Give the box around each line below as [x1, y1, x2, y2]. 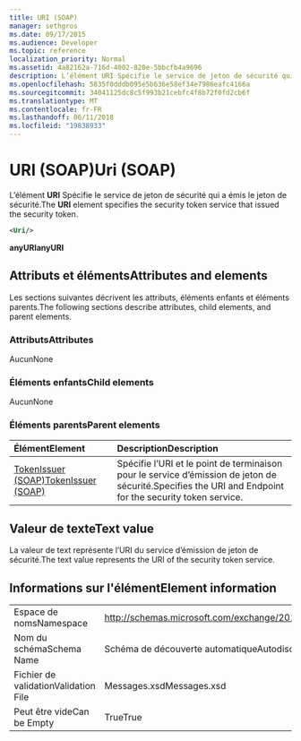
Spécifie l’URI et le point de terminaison [116, 457, 283, 470]
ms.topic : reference [9, 47, 87, 56]
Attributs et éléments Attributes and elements [9, 268, 268, 283]
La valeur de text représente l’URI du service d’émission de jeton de [9, 545, 259, 556]
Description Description [116, 442, 219, 454]
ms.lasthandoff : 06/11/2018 [9, 113, 115, 122]
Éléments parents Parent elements [9, 418, 160, 431]
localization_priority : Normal [9, 55, 126, 64]
